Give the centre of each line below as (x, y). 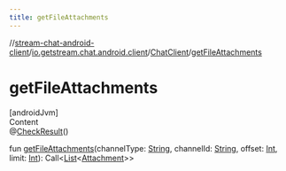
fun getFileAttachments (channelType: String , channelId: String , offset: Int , (143, 148)
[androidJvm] (34, 113)
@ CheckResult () (39, 131)
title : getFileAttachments (59, 17)
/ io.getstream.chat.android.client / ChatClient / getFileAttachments (146, 52)
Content (24, 121)
